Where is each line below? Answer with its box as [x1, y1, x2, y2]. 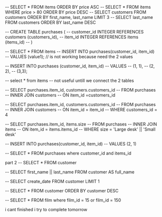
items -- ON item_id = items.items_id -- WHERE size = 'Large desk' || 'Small [5, 126, 156, 132]
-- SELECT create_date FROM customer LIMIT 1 [5, 179, 100, 184]
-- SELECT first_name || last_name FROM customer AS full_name [5, 169, 134, 175]
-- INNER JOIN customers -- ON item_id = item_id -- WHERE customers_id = [5, 107, 158, 112]
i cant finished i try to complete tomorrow [5, 207, 88, 212]
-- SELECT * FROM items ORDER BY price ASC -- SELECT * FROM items [5, 4, 151, 10]
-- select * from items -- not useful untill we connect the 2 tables [5, 77, 134, 83]
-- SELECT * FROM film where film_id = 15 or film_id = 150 [5, 197, 121, 203]
